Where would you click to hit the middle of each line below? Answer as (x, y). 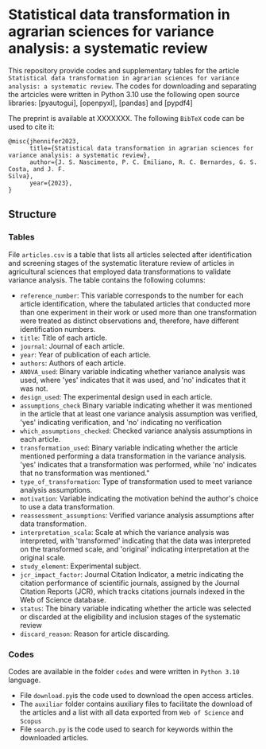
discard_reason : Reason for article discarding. (95, 634)
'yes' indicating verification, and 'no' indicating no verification (121, 422)
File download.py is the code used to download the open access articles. (137, 695)
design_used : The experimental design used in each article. (116, 396)
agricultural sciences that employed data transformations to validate (120, 271)
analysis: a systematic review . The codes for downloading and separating (132, 86)
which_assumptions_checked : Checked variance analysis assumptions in (136, 431)
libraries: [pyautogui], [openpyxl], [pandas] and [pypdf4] (100, 103)
